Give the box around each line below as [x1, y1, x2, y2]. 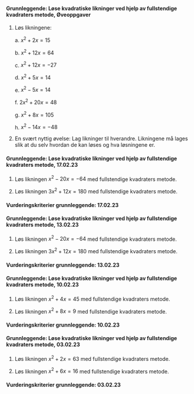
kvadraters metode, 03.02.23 [6, 341, 80, 348]
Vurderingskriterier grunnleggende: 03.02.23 [6, 381, 121, 388]
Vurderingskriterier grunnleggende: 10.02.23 [6, 321, 120, 328]
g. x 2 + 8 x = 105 [14, 110, 54, 118]
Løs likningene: [14, 24, 52, 31]
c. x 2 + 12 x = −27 [14, 60, 57, 69]
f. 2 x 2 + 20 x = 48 [14, 98, 57, 106]
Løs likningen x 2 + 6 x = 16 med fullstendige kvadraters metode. [14, 367, 169, 375]
